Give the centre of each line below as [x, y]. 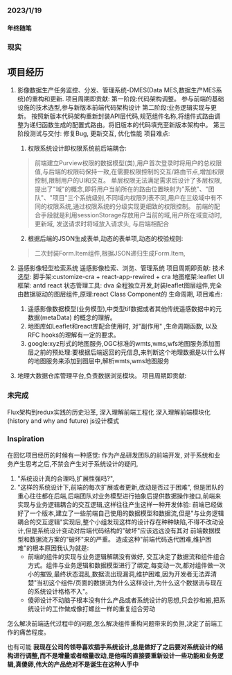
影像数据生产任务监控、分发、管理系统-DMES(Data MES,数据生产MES [117, 90]
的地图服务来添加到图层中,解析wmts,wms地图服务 [98, 361]
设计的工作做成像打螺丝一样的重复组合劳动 [95, 608]
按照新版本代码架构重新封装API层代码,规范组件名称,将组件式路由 [123, 116]
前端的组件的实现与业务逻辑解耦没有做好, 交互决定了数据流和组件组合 [126, 556]
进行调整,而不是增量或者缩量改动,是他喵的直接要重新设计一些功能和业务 [115, 656]
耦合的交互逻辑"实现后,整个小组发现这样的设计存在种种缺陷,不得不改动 [117, 522]
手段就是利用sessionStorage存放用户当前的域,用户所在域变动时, [131, 215]
